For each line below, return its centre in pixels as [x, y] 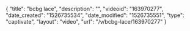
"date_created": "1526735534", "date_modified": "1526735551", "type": [95, 15]
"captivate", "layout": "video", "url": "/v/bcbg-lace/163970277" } [86, 22]
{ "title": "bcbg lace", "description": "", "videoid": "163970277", [85, 9]
